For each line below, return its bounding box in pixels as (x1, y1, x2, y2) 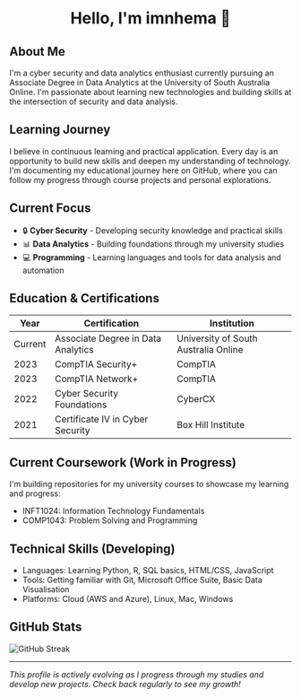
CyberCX (176, 393, 216, 406)
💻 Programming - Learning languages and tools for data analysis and (21, 251, 282, 263)
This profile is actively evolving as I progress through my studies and (9, 668, 264, 680)
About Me (9, 44, 65, 59)
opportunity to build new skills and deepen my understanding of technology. (9, 155, 291, 166)
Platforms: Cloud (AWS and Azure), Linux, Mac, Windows (21, 594, 234, 605)
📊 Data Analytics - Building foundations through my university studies (21, 238, 285, 249)
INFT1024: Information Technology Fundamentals (21, 506, 205, 517)
